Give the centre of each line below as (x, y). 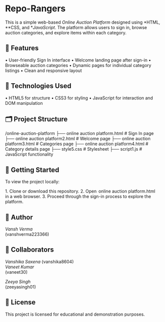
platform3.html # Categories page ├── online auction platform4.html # (77, 144)
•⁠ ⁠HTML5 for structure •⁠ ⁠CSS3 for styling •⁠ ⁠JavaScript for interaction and (79, 98)
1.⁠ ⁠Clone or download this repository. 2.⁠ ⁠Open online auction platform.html (80, 191)
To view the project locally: (33, 182)
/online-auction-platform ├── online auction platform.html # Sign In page (80, 133)
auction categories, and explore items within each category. (66, 32)
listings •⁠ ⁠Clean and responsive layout (44, 70)
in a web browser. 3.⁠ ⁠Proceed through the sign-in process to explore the (78, 196)
